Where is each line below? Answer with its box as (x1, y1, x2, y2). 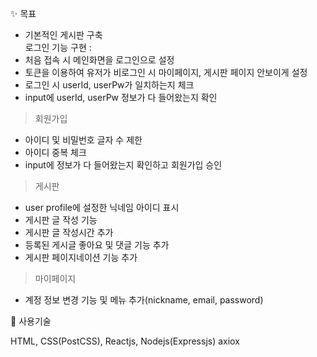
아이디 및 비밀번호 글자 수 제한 (24, 134, 143, 146)
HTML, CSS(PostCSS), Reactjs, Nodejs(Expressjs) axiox (10, 335, 240, 347)
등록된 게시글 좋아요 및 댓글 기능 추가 (24, 239, 170, 251)
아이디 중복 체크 (24, 147, 87, 158)
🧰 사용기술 (10, 315, 52, 327)
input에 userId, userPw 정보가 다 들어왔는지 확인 (24, 92, 218, 103)
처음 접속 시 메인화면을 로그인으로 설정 (24, 54, 175, 66)
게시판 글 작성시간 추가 (24, 227, 114, 238)
